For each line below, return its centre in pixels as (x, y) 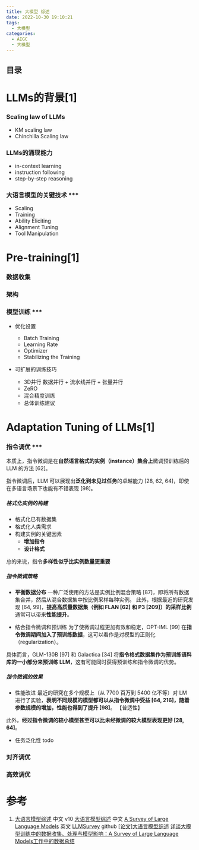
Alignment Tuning (36, 227)
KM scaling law (33, 130)
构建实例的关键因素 (38, 534)
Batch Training (41, 338)
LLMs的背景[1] (42, 98)
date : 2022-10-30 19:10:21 (40, 17)
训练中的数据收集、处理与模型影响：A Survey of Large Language (99, 833)
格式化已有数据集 (36, 519)
